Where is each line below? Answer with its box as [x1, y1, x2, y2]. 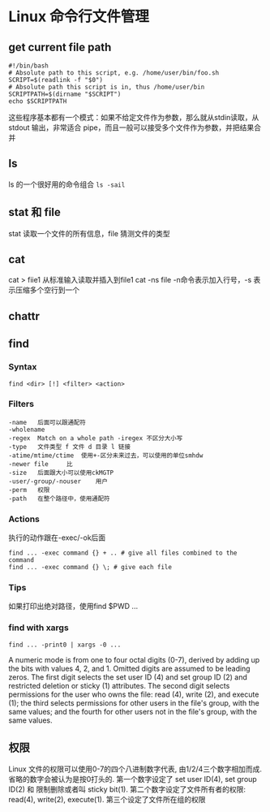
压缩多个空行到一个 [15, 285, 79, 295]
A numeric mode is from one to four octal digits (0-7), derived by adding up [8, 654, 260, 664]
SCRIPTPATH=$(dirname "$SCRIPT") [8, 90, 122, 98]
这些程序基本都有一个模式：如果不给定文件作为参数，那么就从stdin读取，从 [8, 113, 259, 122]
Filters [8, 399, 35, 410]
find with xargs [8, 622, 69, 633]
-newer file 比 [8, 460, 73, 468]
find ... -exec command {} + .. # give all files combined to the [8, 549, 238, 557]
